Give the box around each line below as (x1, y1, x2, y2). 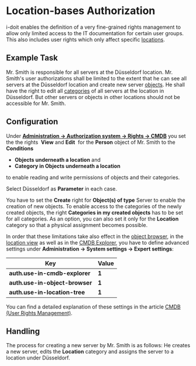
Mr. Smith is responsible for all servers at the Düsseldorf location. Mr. (6, 69, 173, 76)
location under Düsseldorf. (6, 354, 70, 361)
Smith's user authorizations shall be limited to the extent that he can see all (6, 74, 187, 82)
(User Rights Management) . (6, 309, 73, 316)
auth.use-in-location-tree (9, 288, 85, 296)
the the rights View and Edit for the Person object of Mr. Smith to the (6, 138, 176, 145)
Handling (6, 326, 40, 336)
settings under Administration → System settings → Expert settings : (6, 245, 174, 252)
